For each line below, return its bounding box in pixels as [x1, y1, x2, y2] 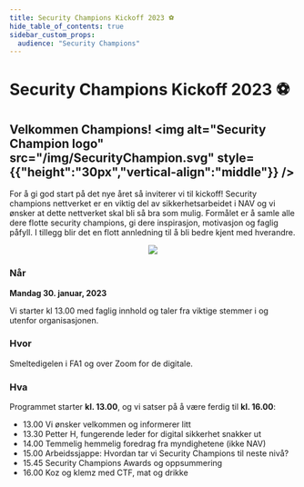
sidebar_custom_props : [9, 30, 96, 39]
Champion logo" [9, 135, 105, 151]
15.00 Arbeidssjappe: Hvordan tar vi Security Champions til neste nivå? [22, 448, 289, 459]
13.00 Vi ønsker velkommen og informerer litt [22, 419, 191, 430]
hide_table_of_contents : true [9, 22, 125, 31]
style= [217, 150, 255, 165]
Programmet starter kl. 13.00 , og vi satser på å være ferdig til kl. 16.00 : [9, 402, 276, 412]
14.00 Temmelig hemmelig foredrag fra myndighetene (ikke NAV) [22, 438, 267, 450]
